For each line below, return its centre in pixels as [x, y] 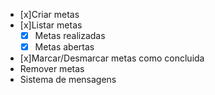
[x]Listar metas [51, 25]
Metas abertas [64, 47]
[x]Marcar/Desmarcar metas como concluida [112, 58]
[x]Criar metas [49, 14]
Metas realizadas [70, 35]
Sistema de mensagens [68, 80]
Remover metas [52, 69]
